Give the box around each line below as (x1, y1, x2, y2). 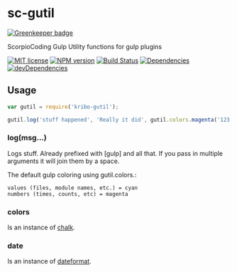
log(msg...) (7, 133, 48, 143)
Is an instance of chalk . (7, 223, 75, 232)
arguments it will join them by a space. (7, 157, 120, 165)
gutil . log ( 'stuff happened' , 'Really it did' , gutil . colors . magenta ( (7, 116, 218, 123)
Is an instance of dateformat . (7, 257, 92, 266)
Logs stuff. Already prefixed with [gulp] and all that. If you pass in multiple (7, 149, 224, 157)
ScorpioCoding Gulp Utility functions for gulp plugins (7, 42, 162, 51)
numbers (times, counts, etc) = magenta (7, 190, 129, 197)
